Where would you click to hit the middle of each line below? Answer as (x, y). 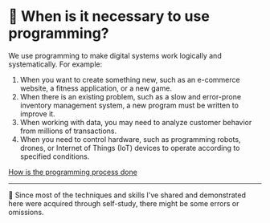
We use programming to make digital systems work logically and (115, 55)
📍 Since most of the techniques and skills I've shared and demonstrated (127, 195)
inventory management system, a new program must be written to (129, 105)
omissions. (26, 212)
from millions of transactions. (68, 131)
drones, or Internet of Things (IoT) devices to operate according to (130, 148)
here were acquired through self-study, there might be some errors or (124, 203)
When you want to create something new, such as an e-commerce (130, 79)
